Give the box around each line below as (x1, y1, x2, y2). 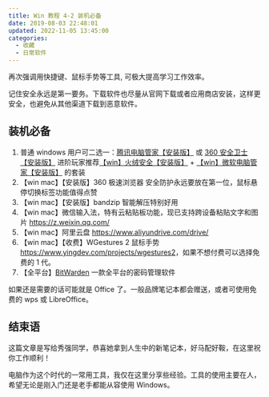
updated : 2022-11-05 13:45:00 (8, 26, 110, 34)
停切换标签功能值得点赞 (19, 187, 98, 197)
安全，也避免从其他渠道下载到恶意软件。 (8, 99, 142, 108)
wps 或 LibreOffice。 (23, 294, 94, 304)
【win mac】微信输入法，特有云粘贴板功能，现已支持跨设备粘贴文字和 (19, 207, 251, 217)
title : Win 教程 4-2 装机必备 (8, 11, 102, 20)
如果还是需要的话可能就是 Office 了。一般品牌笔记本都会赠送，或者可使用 (8, 284, 250, 294)
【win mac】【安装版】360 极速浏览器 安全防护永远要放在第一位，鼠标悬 (19, 177, 259, 186)
